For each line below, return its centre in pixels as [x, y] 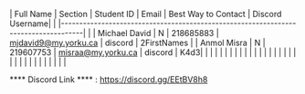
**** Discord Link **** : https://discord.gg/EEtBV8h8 [109, 80]
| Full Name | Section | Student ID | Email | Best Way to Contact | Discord [146, 14]
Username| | [33, 23]
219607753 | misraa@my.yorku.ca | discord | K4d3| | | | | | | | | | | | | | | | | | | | [153, 52]
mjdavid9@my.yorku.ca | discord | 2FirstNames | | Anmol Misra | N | [138, 42]
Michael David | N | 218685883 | [158, 33]
